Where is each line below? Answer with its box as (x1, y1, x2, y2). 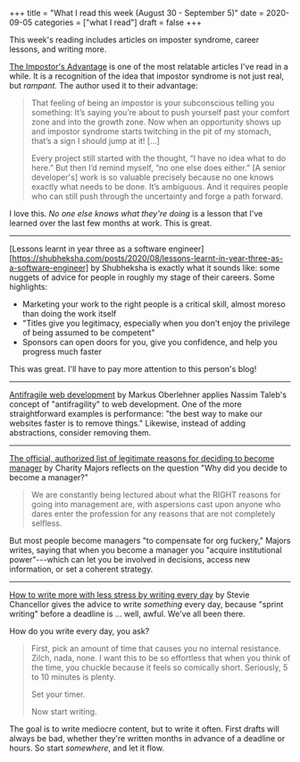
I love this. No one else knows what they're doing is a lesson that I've (9, 208, 263, 218)
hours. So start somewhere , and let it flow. (9, 742, 165, 753)
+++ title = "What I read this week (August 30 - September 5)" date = (9, 8, 265, 18)
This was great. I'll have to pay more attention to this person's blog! (9, 364, 257, 374)
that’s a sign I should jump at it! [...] (30, 136, 161, 146)
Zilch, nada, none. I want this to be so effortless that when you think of (30, 653, 291, 663)
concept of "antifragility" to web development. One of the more (9, 399, 243, 410)
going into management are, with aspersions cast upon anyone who (30, 499, 281, 509)
